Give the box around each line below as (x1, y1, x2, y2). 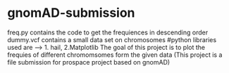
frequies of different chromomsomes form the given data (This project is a (7, 51, 223, 59)
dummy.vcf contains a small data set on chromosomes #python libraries (7, 35, 217, 44)
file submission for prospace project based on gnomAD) (7, 58, 171, 66)
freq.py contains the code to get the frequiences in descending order (7, 28, 209, 36)
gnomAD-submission (7, 5, 135, 21)
